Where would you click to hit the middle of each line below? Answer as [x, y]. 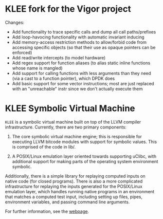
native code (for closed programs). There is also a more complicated [74, 181]
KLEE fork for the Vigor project [68, 9]
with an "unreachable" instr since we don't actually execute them [77, 89]
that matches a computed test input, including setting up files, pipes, [74, 197]
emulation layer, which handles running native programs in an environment [80, 191]
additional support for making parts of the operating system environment [85, 161]
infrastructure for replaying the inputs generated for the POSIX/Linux [74, 186]
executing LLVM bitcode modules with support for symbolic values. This [84, 142]
